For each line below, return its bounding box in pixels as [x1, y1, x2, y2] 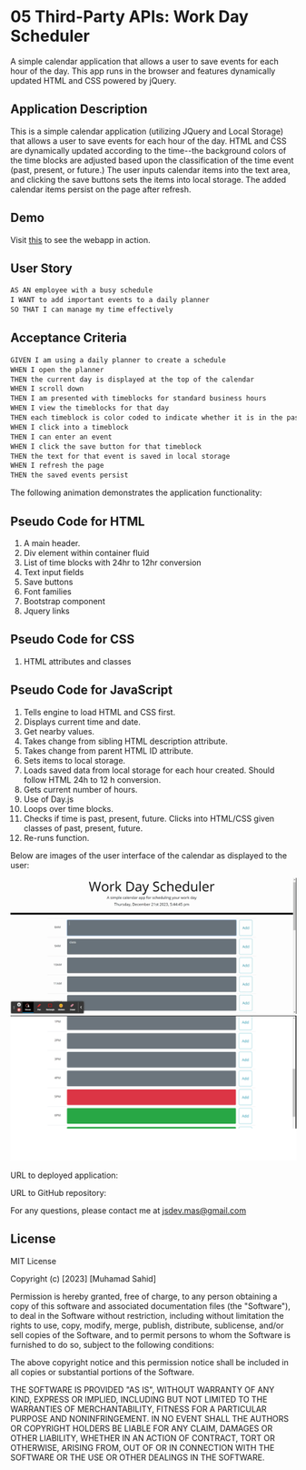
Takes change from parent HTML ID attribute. [23, 745, 194, 756]
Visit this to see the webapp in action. [10, 234, 151, 245]
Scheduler [10, 25, 90, 46]
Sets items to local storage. [23, 755, 126, 765]
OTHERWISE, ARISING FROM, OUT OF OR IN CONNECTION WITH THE [10, 1442, 275, 1453]
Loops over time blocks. [23, 803, 114, 814]
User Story [10, 260, 73, 276]
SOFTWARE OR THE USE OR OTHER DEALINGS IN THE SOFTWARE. [10, 1452, 265, 1463]
